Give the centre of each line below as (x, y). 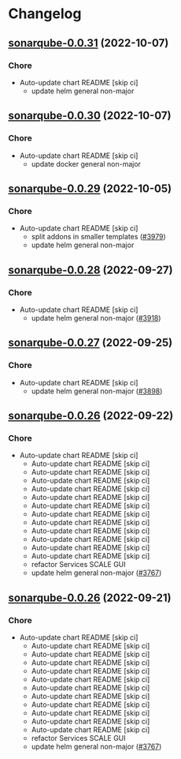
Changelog (45, 14)
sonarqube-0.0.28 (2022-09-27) (90, 270)
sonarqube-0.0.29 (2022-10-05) (90, 188)
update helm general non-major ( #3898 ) (97, 391)
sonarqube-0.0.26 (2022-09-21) (90, 597)
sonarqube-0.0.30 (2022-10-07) (90, 116)
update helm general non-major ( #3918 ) (96, 318)
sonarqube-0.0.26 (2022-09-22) (91, 416)
